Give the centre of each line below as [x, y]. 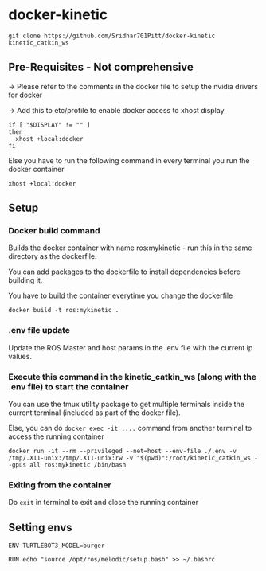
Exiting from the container [60, 485]
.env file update [39, 330]
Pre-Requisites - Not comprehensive [101, 67]
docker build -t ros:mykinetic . [64, 311]
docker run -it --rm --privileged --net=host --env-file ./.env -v [123, 452]
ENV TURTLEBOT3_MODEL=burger [57, 546]
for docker [25, 95]
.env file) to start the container [68, 386]
